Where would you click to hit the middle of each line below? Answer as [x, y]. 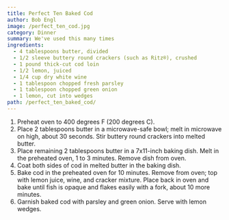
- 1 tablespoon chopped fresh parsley [69, 83]
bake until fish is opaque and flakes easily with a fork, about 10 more [113, 187]
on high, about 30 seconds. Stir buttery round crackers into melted [111, 136]
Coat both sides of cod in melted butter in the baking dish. [99, 165]
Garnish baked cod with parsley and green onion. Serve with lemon [112, 202]
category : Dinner [32, 32]
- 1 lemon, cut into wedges [53, 96]
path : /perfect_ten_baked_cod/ [52, 102]
